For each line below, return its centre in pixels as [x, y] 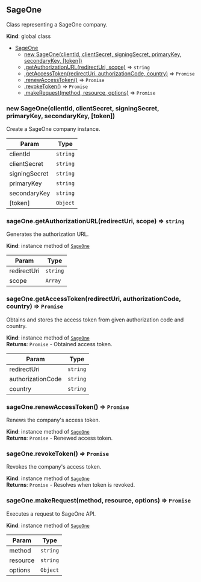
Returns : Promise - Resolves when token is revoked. [71, 485]
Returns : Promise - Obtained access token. [59, 344]
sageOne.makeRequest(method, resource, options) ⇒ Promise [99, 501]
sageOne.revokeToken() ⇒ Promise [58, 454]
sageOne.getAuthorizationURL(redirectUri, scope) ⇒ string [95, 221]
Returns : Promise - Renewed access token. [60, 438]
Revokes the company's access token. [54, 467]
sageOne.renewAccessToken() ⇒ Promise [68, 406]
